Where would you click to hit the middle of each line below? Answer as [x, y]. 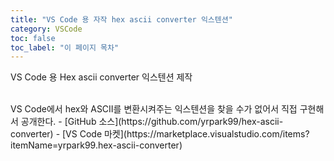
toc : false [33, 38]
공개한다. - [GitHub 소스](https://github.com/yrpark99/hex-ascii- [152, 122]
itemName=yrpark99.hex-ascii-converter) [96, 145]
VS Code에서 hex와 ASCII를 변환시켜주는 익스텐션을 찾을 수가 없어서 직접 [154, 109]
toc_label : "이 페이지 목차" [65, 47]
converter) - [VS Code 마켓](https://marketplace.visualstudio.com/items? [160, 134]
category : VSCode [46, 29]
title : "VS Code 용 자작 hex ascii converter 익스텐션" [121, 19]
